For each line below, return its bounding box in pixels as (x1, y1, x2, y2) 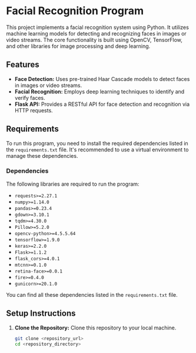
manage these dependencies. (6, 152, 78, 159)
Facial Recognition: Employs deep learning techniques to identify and (14, 88, 185, 95)
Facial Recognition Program (6, 4, 144, 18)
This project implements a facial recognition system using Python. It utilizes (6, 24, 190, 31)
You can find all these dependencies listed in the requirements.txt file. (6, 291, 178, 298)
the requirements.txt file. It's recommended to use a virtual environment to (6, 146, 189, 153)
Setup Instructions (6, 309, 76, 319)
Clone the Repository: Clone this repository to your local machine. (14, 324, 177, 331)
